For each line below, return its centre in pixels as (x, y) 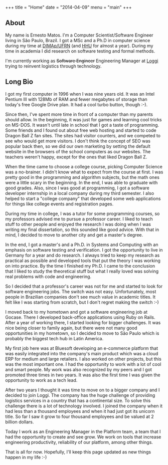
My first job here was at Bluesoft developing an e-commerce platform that (82, 348)
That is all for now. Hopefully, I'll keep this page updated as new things (78, 452)
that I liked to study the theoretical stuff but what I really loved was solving (82, 271)
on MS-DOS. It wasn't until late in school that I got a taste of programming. (82, 125)
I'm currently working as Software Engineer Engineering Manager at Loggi (82, 61)
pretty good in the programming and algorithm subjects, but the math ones (82, 177)
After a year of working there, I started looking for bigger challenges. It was (83, 322)
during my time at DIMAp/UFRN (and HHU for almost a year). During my (79, 46)
